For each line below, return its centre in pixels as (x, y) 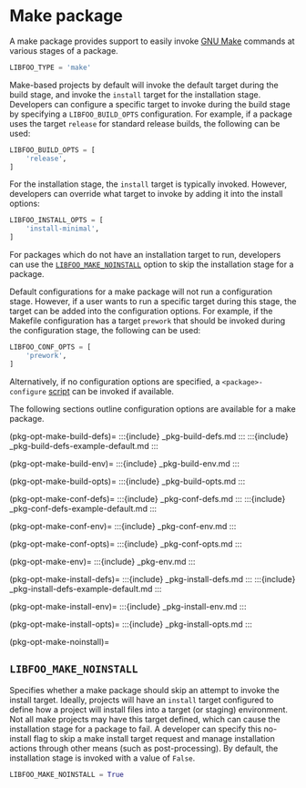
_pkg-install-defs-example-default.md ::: (86, 588)
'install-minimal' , (63, 229)
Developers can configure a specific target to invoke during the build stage (150, 104)
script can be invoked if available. (112, 391)
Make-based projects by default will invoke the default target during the (144, 85)
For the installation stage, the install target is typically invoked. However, (148, 184)
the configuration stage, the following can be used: (105, 331)
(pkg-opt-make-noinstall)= (60, 641)
